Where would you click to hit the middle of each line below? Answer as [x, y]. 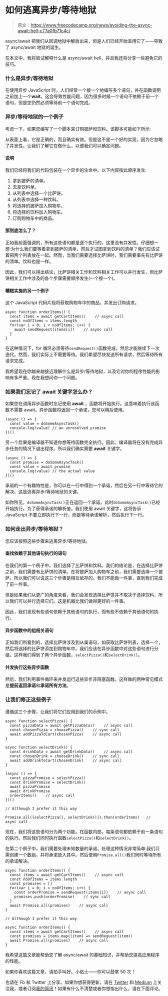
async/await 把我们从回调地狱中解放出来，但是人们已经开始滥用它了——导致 [84, 41]
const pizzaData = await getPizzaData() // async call [71, 725]
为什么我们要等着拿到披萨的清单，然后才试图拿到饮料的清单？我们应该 [83, 248]
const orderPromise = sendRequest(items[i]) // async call [80, 892]
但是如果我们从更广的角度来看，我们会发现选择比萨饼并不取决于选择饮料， [82, 594]
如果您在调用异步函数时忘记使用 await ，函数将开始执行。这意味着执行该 [80, 403]
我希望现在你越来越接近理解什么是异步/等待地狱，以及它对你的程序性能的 [80, 371]
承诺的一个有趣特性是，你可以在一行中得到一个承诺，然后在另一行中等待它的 [84, 485]
